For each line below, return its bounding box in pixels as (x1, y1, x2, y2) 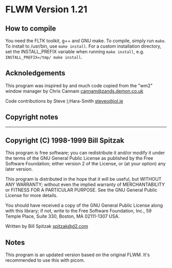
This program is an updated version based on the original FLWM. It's (5, 252, 150, 258)
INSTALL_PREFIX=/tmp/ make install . (5, 54, 83, 60)
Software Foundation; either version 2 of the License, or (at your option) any (5, 161, 166, 167)
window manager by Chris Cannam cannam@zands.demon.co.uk (5, 88, 144, 94)
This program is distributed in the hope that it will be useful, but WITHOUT (5, 176, 162, 182)
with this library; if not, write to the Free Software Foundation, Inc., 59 (5, 208, 152, 214)
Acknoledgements (5, 69, 66, 78)
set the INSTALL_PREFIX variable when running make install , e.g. (5, 49, 144, 54)
